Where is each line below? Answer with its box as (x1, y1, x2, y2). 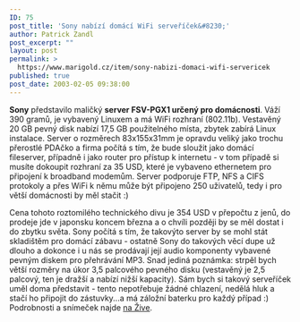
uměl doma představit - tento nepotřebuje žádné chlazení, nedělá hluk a (9, 283, 275, 293)
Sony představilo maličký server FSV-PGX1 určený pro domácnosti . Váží (9, 104, 280, 114)
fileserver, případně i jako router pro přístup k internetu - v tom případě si (9, 151, 279, 162)
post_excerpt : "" (9, 38, 74, 47)
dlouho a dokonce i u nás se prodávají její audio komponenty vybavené (9, 245, 271, 256)
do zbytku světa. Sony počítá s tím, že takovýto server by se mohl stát (9, 225, 269, 237)
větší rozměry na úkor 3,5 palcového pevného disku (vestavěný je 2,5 (9, 264, 266, 275)
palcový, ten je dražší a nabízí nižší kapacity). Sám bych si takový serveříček (9, 274, 291, 284)
